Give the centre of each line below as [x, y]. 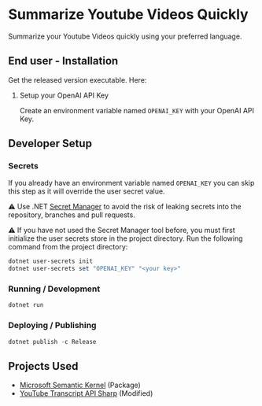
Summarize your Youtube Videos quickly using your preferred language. [125, 36]
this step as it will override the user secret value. [87, 191]
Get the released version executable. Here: [77, 79]
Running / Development [54, 289]
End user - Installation [63, 61]
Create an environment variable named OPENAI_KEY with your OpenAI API [137, 110]
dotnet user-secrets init [50, 261]
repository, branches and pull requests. [72, 215]
